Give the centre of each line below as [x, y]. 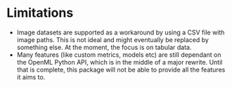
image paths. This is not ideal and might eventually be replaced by [112, 39]
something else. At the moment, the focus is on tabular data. [104, 47]
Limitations [40, 13]
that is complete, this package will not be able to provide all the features [121, 69]
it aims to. [31, 77]
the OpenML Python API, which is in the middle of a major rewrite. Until [120, 62]
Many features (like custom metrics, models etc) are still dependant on [119, 55]
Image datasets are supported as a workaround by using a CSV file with [121, 32]
